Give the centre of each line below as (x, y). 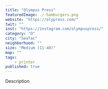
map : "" (13, 52)
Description (17, 81)
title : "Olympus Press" (31, 10)
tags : (11, 57)
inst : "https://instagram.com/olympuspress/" (54, 29)
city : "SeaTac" (21, 39)
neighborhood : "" (24, 43)
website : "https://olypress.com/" (42, 19)
